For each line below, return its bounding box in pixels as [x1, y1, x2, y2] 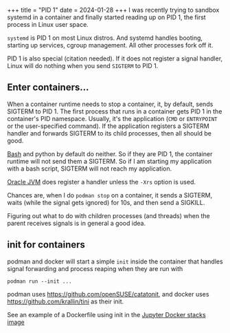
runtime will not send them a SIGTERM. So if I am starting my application [7, 157, 212, 165]
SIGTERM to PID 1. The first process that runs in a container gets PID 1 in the [7, 107, 222, 116]
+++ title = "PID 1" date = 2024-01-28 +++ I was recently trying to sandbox [7, 6, 220, 14]
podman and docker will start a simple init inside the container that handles [7, 257, 223, 266]
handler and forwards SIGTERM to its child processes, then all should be [7, 129, 211, 137]
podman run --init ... [7, 278, 72, 285]
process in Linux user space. [7, 21, 89, 28]
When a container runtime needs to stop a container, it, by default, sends [7, 100, 214, 108]
